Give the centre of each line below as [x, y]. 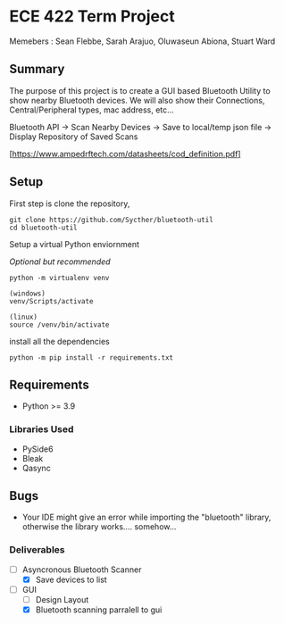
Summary [37, 69]
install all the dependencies [59, 341]
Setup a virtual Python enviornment [75, 244]
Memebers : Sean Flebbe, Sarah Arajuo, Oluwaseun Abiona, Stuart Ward [142, 41]
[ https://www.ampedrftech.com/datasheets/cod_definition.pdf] [125, 154]
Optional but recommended [60, 262]
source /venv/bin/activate [59, 324]
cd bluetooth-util [43, 228]
